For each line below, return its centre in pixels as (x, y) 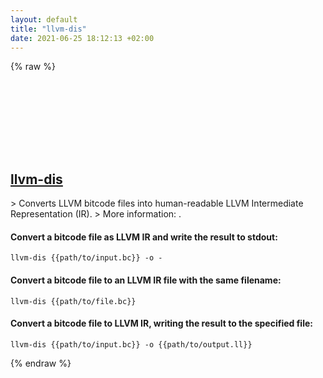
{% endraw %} (41, 363)
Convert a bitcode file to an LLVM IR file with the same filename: (146, 280)
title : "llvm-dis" (48, 29)
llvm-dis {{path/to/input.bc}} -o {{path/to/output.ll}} (131, 344)
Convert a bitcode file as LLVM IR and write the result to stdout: (144, 237)
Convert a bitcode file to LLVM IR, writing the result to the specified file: (161, 323)
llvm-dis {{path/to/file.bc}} (73, 301)
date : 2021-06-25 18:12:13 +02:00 (82, 38)
